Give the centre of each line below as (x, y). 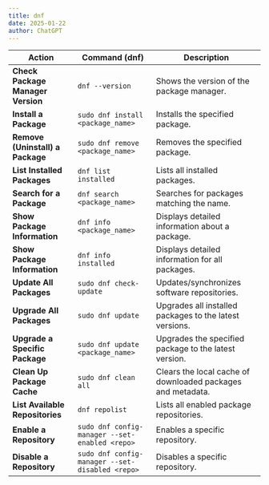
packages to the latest (198, 316)
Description (207, 58)
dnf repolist (102, 410)
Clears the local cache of (203, 372)
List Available (38, 405)
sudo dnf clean (106, 378)
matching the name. (193, 204)
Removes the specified (199, 143)
